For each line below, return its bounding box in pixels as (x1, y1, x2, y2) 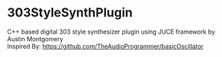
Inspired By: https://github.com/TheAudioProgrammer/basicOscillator (7, 42, 204, 50)
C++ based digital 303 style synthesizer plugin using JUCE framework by (7, 27, 215, 36)
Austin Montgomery (7, 34, 64, 43)
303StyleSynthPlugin (7, 5, 133, 21)
